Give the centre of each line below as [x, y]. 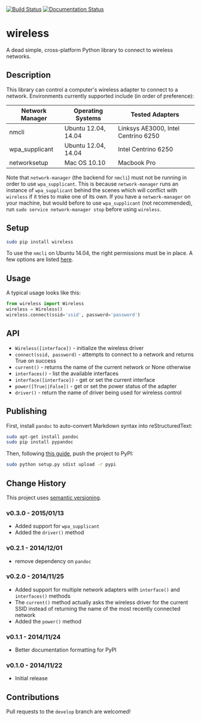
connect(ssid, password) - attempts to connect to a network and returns [104, 354]
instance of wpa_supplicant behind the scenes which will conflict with [92, 190]
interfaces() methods [42, 596]
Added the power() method [48, 621]
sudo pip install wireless [40, 242]
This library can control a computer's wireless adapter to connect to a [92, 89]
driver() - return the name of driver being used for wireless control [98, 393]
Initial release [31, 679]
